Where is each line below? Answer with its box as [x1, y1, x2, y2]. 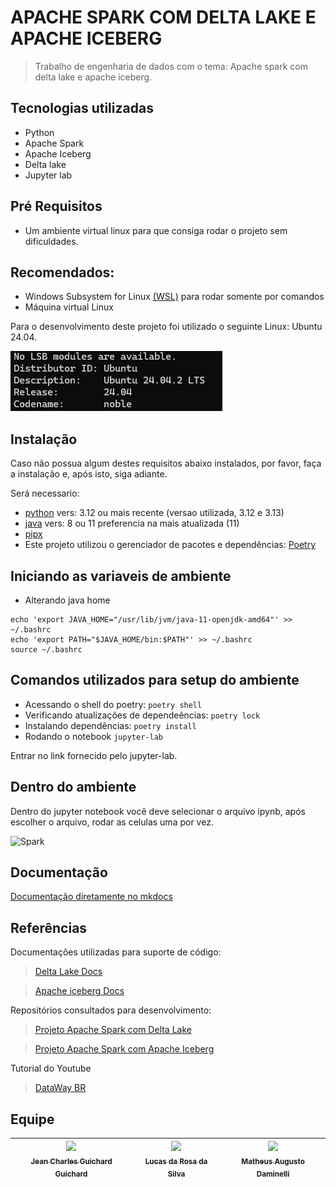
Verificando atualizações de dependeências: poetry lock [24, 709, 261, 721]
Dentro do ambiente [10, 779, 137, 796]
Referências [10, 919, 88, 936]
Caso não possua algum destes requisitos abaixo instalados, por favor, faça [10, 457, 322, 470]
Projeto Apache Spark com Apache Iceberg [34, 1043, 215, 1055]
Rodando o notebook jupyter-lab [24, 730, 163, 742]
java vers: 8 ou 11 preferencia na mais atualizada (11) [24, 517, 240, 530]
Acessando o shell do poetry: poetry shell [24, 698, 203, 710]
